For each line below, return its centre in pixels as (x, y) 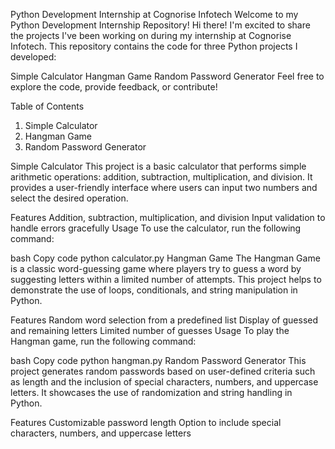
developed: (33, 57)
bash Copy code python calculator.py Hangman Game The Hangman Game (165, 258)
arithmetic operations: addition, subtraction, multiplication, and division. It (161, 177)
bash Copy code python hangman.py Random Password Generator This (158, 360)
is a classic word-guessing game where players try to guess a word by (156, 268)
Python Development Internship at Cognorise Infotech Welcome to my (154, 14)
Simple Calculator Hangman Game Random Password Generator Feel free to (167, 76)
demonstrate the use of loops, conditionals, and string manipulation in (154, 290)
